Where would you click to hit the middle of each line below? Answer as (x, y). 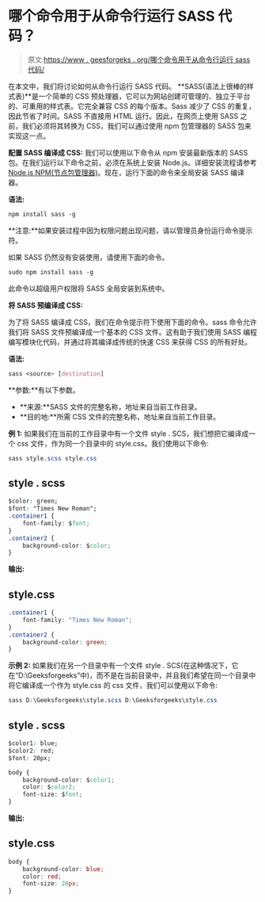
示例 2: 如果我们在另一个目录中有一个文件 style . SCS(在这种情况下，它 (123, 666)
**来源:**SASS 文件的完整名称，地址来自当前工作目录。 (110, 407)
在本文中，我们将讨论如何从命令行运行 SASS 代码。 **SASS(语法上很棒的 (128, 86)
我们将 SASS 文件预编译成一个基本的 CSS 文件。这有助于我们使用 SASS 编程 (133, 332)
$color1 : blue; (33, 743)
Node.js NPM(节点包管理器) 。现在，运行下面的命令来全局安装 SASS (119, 172)
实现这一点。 (29, 136)
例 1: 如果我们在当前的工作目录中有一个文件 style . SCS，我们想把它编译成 (129, 434)
